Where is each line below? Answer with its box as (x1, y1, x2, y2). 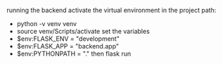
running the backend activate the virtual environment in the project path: (6, 6, 217, 14)
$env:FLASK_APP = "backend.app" (16, 42, 120, 50)
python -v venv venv (16, 20, 77, 27)
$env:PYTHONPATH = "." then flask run (16, 49, 132, 58)
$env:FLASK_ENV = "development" (16, 34, 120, 43)
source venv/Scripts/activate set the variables (16, 27, 151, 35)
